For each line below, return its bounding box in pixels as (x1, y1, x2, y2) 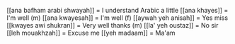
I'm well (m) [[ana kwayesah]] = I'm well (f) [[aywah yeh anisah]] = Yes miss (6, 13, 228, 22)
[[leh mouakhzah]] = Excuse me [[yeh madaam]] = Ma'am (6, 28, 176, 37)
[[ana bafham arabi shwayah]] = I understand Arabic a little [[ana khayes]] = (6, 6, 229, 14)
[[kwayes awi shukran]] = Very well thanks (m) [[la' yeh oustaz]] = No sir (6, 21, 219, 29)
